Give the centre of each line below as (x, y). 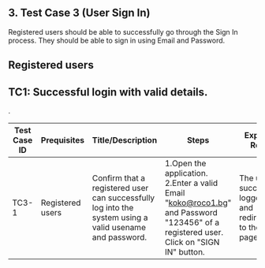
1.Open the (185, 163)
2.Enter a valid (191, 183)
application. (186, 173)
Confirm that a (119, 178)
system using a (120, 218)
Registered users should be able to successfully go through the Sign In (123, 32)
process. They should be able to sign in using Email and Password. (117, 40)
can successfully (123, 198)
